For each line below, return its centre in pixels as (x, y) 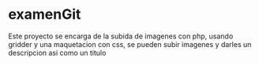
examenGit (45, 14)
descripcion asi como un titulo (57, 52)
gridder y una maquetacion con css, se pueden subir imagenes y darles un (130, 44)
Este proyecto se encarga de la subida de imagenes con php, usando (121, 36)
